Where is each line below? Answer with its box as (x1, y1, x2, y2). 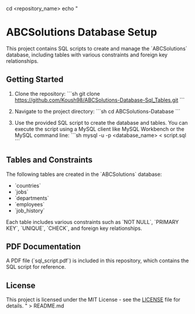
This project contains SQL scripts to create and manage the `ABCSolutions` (6, 45, 187, 52)
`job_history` (14, 207, 45, 214)
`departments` (14, 194, 49, 202)
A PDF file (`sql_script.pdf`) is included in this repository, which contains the (6, 257, 189, 264)
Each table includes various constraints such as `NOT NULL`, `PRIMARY (6, 218, 179, 225)
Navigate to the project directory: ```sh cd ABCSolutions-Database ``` (14, 108, 180, 115)
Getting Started (6, 75, 64, 85)
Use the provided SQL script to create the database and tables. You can (14, 119, 189, 126)
